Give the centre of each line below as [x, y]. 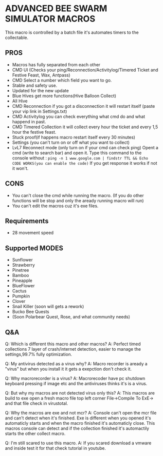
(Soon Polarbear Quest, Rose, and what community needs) [71, 317]
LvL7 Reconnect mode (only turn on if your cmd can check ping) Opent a [85, 147]
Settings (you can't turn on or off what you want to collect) [71, 142]
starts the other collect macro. [35, 434]
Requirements [27, 221]
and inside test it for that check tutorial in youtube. [55, 448]
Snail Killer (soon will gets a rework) [48, 307]
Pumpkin [21, 296]
